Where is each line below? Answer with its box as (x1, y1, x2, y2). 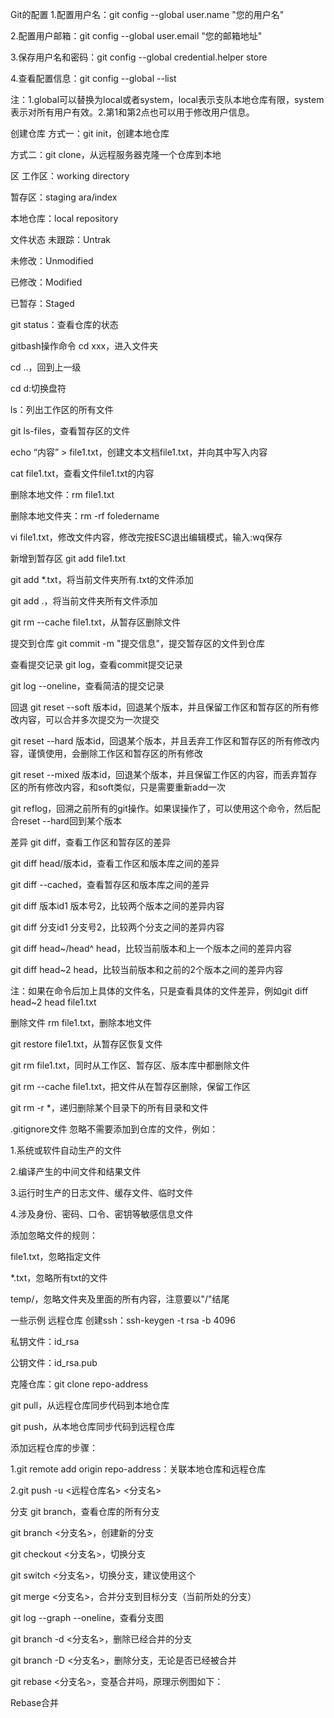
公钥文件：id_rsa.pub (10, 1357, 98, 1368)
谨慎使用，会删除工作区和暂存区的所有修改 (27, 748, 203, 759)
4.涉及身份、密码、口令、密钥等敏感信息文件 (10, 1208, 194, 1220)
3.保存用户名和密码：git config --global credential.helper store (10, 51, 268, 63)
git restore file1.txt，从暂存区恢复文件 (10, 1038, 163, 1050)
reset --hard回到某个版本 (18, 815, 122, 827)
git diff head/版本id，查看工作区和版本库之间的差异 (10, 858, 220, 869)
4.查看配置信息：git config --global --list (10, 73, 177, 84)
